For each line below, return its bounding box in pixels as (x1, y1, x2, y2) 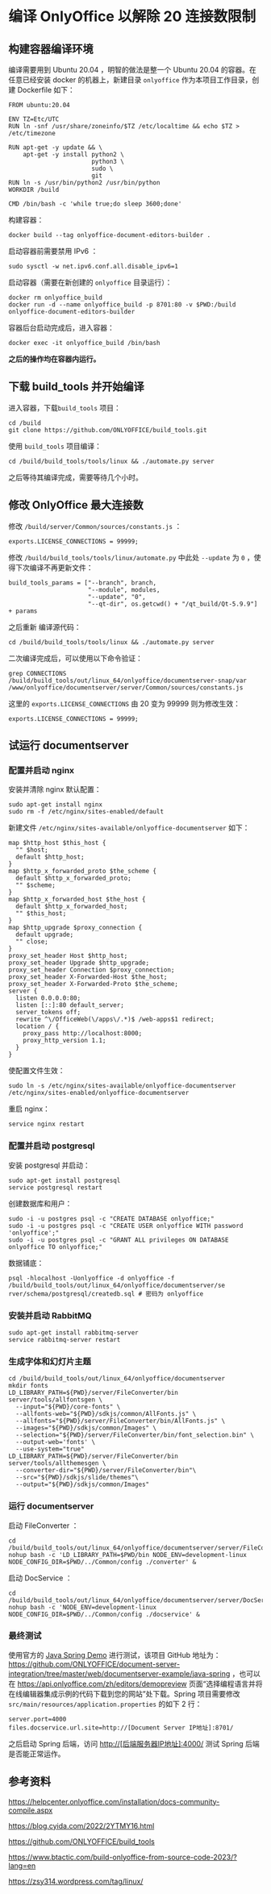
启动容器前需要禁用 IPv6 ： (8, 247, 98, 256)
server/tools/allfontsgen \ (8, 1396, 103, 1404)
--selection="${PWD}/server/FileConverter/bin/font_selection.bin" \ (15, 1431, 254, 1439)
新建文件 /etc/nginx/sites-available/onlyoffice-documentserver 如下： (8, 823, 250, 833)
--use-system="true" (15, 1445, 85, 1454)
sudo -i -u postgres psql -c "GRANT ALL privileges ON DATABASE (8, 1235, 229, 1244)
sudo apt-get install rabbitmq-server (8, 1328, 139, 1337)
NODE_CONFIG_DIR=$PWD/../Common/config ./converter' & (8, 1558, 197, 1566)
